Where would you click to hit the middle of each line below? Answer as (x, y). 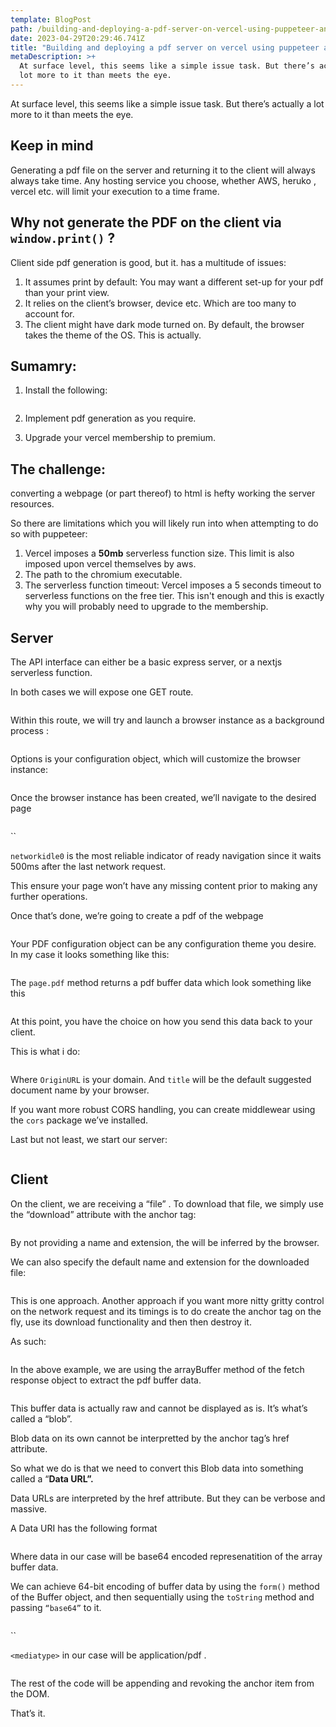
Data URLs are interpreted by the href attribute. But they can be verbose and (168, 1498)
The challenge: (58, 469)
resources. (32, 504)
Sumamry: (43, 366)
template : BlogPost (51, 19)
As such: (28, 1341)
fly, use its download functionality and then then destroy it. (131, 1322)
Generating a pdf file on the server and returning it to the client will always (163, 170)
